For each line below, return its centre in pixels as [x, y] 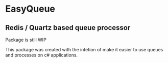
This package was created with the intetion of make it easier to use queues [84, 50]
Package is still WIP [26, 40]
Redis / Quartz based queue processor [68, 28]
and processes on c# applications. [42, 55]
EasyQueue [30, 9]
